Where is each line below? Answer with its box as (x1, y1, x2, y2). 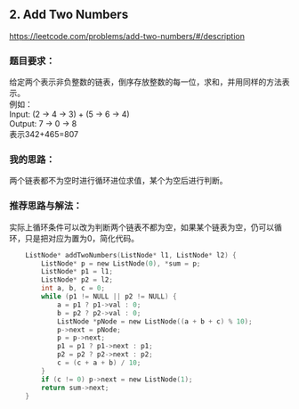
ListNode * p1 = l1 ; (41, 267, 114, 276)
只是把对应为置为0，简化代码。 (24, 233, 140, 243)
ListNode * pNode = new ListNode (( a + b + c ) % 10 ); (56, 316, 253, 326)
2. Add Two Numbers (9, 7, 129, 22)
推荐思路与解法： (9, 200, 83, 212)
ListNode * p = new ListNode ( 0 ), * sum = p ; (41, 258, 201, 268)
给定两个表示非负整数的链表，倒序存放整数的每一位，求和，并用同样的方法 (9, 77, 282, 87)
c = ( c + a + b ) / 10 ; (56, 358, 141, 368)
